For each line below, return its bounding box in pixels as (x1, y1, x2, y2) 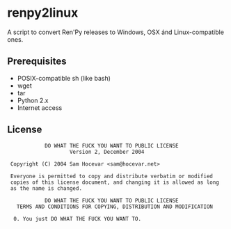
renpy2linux (7, 5, 79, 21)
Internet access (17, 103, 63, 112)
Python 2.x (17, 96, 49, 104)
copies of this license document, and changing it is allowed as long (10, 179, 219, 186)
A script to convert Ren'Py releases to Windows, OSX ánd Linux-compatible (7, 28, 225, 36)
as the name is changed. (10, 184, 82, 192)
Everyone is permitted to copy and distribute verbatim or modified (10, 173, 214, 180)
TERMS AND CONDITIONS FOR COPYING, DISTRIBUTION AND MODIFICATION (16, 203, 214, 210)
